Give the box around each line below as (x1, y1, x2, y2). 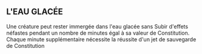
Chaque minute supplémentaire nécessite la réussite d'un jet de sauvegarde (6, 35, 197, 43)
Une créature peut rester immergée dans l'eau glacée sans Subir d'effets (6, 22, 189, 30)
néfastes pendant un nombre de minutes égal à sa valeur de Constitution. (6, 29, 190, 36)
